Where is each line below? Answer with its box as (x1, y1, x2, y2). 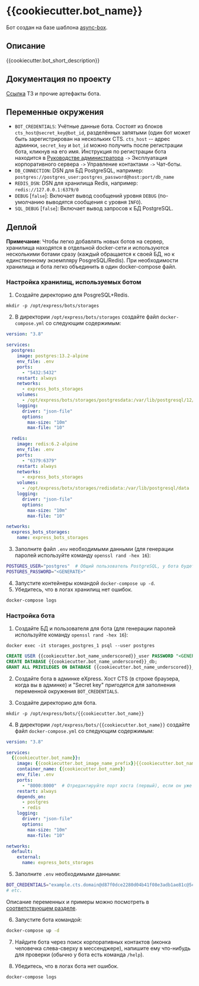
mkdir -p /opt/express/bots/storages (6, 303, 99, 309)
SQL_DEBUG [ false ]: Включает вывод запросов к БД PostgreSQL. (14, 205, 174, 212)
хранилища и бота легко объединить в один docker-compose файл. (6, 263, 176, 270)
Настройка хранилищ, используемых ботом (6, 278, 142, 286)
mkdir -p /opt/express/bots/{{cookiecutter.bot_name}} (6, 710, 145, 717)
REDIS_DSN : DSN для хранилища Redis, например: (14, 179, 138, 187)
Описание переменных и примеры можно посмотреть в (6, 898, 149, 905)
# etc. (6, 887, 23, 893)
